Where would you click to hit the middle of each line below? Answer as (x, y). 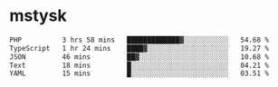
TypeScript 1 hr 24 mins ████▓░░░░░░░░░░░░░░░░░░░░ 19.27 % (139, 48)
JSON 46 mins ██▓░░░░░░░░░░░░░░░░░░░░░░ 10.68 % (139, 57)
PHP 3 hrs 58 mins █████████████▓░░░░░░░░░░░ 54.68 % (139, 40)
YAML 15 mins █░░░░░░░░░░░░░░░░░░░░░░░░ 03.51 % (139, 73)
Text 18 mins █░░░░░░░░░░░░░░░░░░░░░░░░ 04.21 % (139, 65)
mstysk (38, 16)
